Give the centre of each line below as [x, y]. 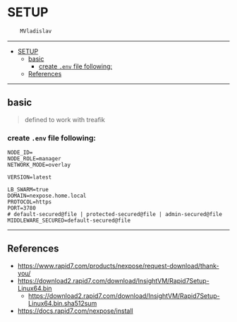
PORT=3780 [22, 208]
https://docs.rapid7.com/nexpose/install [75, 311]
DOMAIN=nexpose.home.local [47, 196]
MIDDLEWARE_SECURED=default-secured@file [69, 220]
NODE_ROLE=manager [34, 159]
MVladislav [36, 31]
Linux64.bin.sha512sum [62, 303]
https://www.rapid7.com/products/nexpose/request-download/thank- [118, 266]
